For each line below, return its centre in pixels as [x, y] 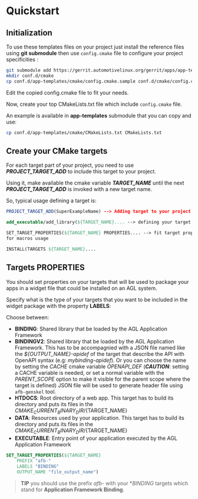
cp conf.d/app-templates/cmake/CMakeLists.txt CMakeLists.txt [84, 132]
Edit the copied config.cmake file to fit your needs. [67, 92]
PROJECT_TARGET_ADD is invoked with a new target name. [79, 189]
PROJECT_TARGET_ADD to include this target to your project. [81, 171]
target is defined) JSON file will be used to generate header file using [99, 385]
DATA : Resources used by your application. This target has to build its [99, 418]
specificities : [22, 59]
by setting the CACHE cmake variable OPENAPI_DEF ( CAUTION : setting [102, 366]
